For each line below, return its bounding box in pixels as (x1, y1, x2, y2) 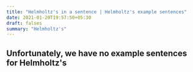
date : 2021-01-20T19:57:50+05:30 (6, 15, 92, 21)
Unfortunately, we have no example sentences (6, 48, 188, 58)
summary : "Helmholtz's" (6, 25, 67, 32)
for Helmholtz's (6, 57, 67, 68)
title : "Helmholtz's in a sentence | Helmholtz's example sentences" (6, 8, 188, 15)
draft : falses (6, 20, 43, 26)
